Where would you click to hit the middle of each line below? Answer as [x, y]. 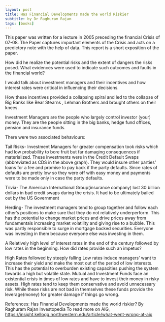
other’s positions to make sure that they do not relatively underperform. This [82, 213]
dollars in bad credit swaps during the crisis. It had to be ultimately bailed [80, 193]
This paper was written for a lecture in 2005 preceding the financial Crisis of [82, 37]
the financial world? [25, 73]
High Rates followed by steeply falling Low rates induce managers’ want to [81, 258]
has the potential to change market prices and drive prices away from [76, 218]
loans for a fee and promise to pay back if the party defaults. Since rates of [81, 168]
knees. [12, 108]
